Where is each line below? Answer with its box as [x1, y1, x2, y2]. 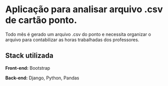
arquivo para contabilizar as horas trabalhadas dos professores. [5, 37, 139, 43]
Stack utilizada [5, 51, 53, 60]
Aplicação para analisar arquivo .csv [5, 4, 163, 15]
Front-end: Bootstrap [5, 65, 50, 71]
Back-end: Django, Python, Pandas [5, 75, 79, 81]
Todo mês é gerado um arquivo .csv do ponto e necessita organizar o [5, 31, 151, 37]
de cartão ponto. [5, 14, 77, 26]
